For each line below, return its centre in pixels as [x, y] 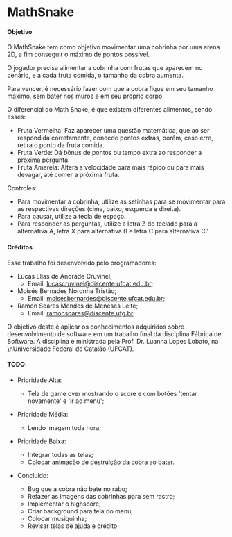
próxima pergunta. [44, 160]
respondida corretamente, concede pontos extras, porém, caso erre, [115, 138]
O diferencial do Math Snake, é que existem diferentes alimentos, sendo [110, 110]
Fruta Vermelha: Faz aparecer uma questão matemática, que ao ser [113, 131]
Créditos [20, 247]
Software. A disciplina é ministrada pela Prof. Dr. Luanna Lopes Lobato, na [113, 341]
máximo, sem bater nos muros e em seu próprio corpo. [86, 96]
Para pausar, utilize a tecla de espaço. [71, 217]
